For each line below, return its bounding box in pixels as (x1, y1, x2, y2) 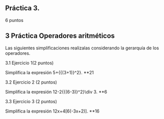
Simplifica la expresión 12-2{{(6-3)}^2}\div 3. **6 (5, 89, 107, 95)
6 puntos (5, 17, 23, 23)
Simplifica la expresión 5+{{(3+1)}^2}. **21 (5, 69, 94, 75)
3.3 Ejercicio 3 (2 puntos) (5, 98, 57, 104)
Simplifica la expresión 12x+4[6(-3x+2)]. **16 (5, 108, 100, 114)
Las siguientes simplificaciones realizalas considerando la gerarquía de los (5, 45, 159, 51)
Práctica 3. (5, 4, 40, 12)
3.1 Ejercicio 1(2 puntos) (5, 60, 54, 66)
